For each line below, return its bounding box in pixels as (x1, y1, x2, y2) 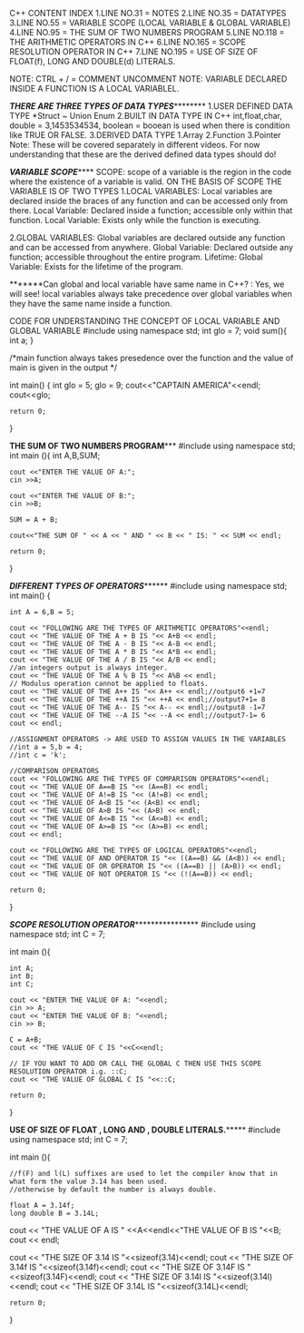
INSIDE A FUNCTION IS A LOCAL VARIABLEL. (9, 83, 180, 93)
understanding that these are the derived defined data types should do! (9, 149, 277, 160)
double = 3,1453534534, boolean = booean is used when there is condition (9, 120, 290, 131)
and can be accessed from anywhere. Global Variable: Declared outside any (9, 242, 293, 252)
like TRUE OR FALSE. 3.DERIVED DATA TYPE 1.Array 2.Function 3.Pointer (9, 130, 281, 140)
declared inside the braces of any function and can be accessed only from (9, 195, 289, 206)
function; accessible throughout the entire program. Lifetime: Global (9, 251, 263, 262)
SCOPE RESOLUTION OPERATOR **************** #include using (9, 919, 256, 929)
